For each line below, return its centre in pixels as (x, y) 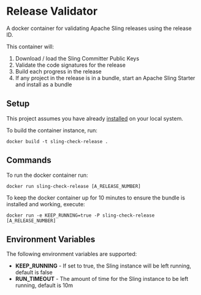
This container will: (30, 47)
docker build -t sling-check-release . (57, 141)
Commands (29, 160)
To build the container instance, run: (52, 130)
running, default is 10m (44, 285)
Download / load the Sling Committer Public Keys (77, 58)
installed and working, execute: (46, 204)
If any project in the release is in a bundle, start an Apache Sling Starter (105, 78)
